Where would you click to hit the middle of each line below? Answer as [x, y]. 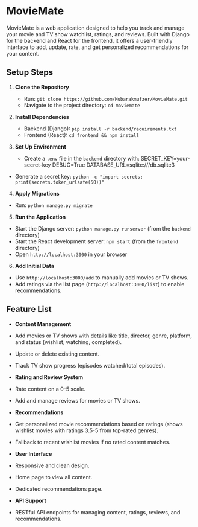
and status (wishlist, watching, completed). [68, 342]
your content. [23, 53]
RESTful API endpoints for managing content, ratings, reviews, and [97, 512]
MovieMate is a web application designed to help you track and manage [95, 28]
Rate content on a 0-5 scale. [50, 389]
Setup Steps [29, 73]
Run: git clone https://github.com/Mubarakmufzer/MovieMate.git [106, 98]
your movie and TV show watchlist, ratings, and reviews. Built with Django [98, 34]
